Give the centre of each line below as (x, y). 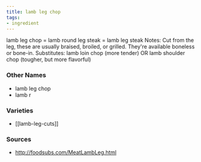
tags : (13, 18)
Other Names (26, 75)
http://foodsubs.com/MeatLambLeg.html (66, 152)
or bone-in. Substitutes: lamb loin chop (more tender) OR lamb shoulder (96, 53)
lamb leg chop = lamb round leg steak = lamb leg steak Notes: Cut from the (100, 40)
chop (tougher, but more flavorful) (49, 60)
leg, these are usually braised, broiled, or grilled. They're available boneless (100, 47)
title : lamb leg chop (34, 12)
